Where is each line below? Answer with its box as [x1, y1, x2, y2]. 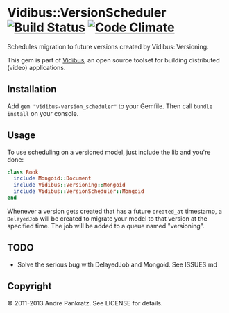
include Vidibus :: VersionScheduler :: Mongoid [13, 188, 144, 195]
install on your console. [7, 109, 79, 117]
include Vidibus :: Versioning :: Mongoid [13, 182, 126, 189]
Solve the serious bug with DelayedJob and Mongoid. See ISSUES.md [17, 260, 217, 269]
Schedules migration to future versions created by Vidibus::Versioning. [7, 42, 210, 51]
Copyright [7, 280, 52, 292]
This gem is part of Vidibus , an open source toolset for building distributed [7, 56, 220, 64]
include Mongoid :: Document [13, 175, 92, 182]
